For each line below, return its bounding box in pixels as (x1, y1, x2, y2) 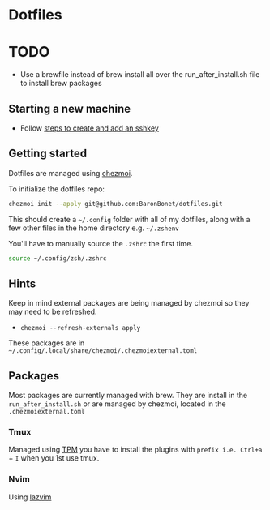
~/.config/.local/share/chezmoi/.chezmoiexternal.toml (8, 347, 198, 355)
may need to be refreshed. (8, 306, 97, 317)
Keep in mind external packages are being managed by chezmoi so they (8, 298, 250, 308)
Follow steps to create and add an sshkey (19, 123, 160, 133)
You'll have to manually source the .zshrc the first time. (8, 238, 193, 248)
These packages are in (8, 338, 85, 348)
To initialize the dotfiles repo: (8, 184, 105, 194)
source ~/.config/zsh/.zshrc (8, 254, 107, 263)
